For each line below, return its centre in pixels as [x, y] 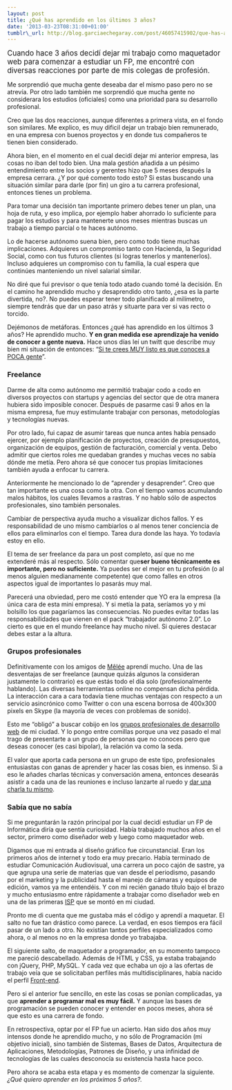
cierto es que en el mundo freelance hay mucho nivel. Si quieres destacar [112, 626]
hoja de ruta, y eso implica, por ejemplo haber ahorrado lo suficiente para [112, 213]
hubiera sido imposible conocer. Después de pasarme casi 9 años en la [109, 404]
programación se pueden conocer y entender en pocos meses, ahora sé [110, 1008]
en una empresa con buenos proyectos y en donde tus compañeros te [107, 135]
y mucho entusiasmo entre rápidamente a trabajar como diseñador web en [113, 895]
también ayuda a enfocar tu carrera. [58, 469]
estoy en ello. [26, 540]
